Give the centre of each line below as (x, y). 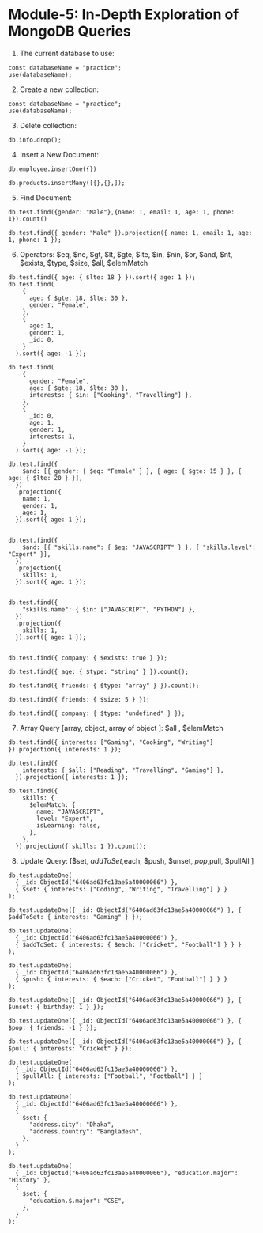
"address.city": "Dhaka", (71, 1125)
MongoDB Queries (70, 31)
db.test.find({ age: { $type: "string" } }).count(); (99, 671)
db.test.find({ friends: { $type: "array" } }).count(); (104, 686)
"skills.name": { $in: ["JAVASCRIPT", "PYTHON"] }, (109, 609)
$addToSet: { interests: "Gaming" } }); (76, 917)
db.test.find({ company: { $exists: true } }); (88, 658)
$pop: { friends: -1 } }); (53, 1027)
